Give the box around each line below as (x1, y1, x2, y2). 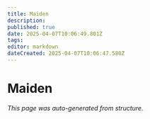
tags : (7, 37, 23, 44)
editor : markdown (7, 43, 59, 50)
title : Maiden (7, 10, 50, 18)
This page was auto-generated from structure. (7, 103, 144, 112)
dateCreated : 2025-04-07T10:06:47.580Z (7, 50, 125, 57)
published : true (7, 23, 55, 30)
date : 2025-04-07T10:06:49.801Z (7, 30, 103, 38)
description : (7, 17, 46, 24)
